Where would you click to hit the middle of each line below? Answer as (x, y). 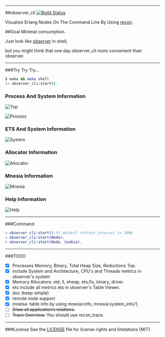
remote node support (34, 298)
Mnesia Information (29, 176)
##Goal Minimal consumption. (35, 32)
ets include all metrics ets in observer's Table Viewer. (66, 287)
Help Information (26, 199)
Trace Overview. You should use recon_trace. (58, 315)
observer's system (31, 276)
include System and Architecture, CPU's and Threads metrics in (77, 271)
